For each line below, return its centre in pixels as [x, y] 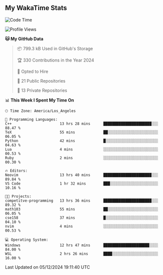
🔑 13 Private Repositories [42, 90]
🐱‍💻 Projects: [18, 196]
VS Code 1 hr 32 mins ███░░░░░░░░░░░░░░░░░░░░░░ [82, 183]
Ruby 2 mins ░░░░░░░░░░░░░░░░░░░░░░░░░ [82, 158]
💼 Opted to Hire [33, 71]
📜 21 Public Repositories [41, 81]
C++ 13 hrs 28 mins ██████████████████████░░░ [82, 124]
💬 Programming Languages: [31, 119]
